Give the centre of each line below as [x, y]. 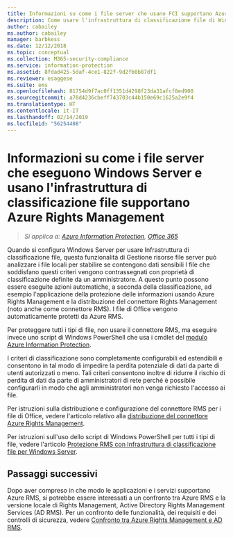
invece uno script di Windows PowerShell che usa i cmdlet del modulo [107, 338]
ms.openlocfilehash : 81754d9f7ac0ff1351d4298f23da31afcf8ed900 [101, 91]
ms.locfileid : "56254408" [44, 124]
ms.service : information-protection [60, 65]
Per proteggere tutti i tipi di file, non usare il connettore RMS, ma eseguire [112, 330]
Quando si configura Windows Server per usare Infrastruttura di [98, 250]
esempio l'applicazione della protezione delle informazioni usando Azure [111, 294]
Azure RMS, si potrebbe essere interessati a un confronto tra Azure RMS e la [116, 498]
